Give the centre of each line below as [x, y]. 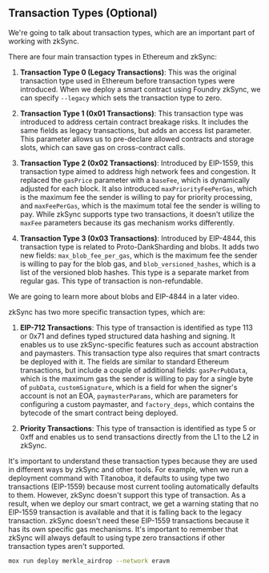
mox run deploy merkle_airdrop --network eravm [89, 561]
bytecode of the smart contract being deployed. [99, 412]
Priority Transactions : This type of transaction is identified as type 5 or [138, 428]
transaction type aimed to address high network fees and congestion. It [138, 171]
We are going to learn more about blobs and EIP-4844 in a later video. [124, 296]
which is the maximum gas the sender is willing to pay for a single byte [137, 378]
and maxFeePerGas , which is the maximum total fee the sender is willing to [140, 205]
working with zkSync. [44, 41]
